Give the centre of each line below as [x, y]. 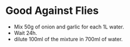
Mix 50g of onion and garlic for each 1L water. [69, 27]
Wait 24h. [25, 32]
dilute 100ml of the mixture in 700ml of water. [68, 39]
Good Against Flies [52, 11]
